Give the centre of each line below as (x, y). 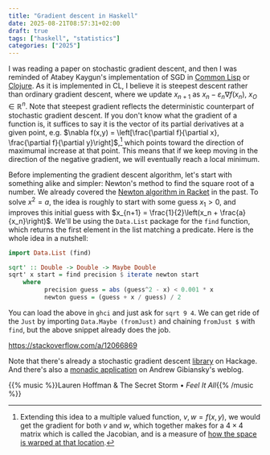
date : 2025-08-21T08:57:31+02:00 (64, 23)
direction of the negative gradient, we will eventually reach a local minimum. (134, 159)
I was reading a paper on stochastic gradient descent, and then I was (123, 68)
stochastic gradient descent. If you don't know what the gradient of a (123, 115)
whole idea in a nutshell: (48, 238)
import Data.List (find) (50, 253)
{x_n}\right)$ (30, 221)
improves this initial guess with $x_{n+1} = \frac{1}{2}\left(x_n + (113, 212)
